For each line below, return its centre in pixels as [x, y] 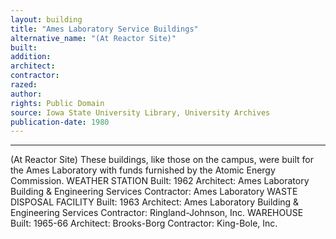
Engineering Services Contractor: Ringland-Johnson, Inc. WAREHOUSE [157, 213]
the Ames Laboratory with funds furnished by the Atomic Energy [143, 170]
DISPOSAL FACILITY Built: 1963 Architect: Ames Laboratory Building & [155, 202]
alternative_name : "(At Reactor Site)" [93, 38]
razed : [24, 85]
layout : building [46, 19]
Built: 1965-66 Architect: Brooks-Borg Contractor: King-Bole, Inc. [144, 223]
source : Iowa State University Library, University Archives [140, 112]
